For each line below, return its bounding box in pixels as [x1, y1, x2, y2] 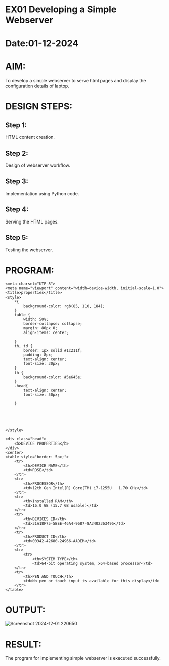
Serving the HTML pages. [5, 218, 59, 225]
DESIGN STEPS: [5, 100, 73, 112]
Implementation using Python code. [5, 190, 79, 196]
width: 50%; [23, 317, 49, 322]
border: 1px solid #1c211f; [23, 348, 82, 353]
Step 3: [5, 177, 29, 186]
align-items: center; [23, 330, 69, 335]
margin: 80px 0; [23, 325, 58, 330]
